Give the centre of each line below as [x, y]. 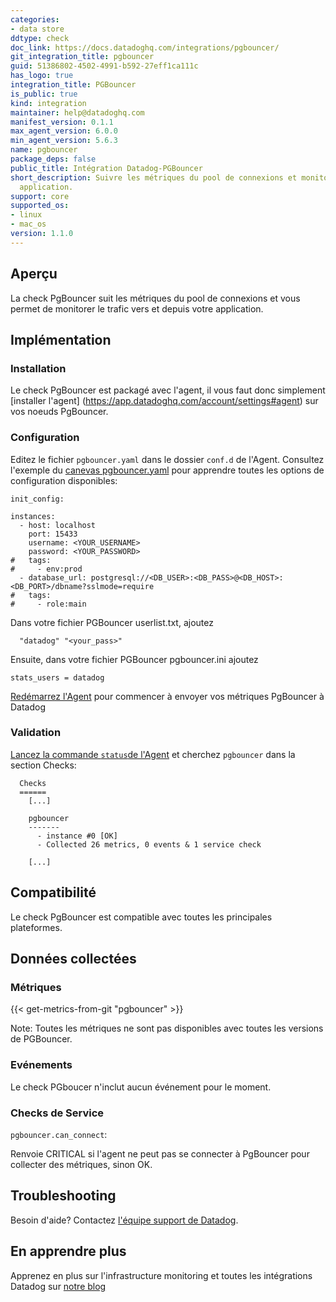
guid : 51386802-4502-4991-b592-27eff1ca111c [104, 66]
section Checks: [43, 765]
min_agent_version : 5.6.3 [64, 141]
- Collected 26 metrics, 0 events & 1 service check [149, 844]
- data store [37, 29]
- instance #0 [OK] [77, 836]
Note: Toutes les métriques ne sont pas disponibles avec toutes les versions [167, 1028]
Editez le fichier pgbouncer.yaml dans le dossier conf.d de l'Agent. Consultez [167, 459]
